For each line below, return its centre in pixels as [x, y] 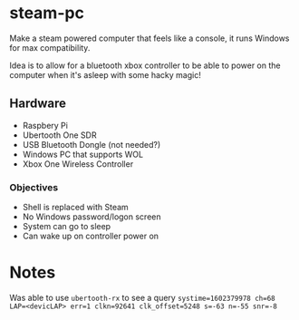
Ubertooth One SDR [59, 135]
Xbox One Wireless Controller [78, 164]
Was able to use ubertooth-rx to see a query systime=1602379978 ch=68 [142, 297]
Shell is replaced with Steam [75, 208]
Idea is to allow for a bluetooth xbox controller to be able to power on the [145, 65]
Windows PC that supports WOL [82, 154]
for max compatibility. [50, 47]
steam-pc [47, 13]
